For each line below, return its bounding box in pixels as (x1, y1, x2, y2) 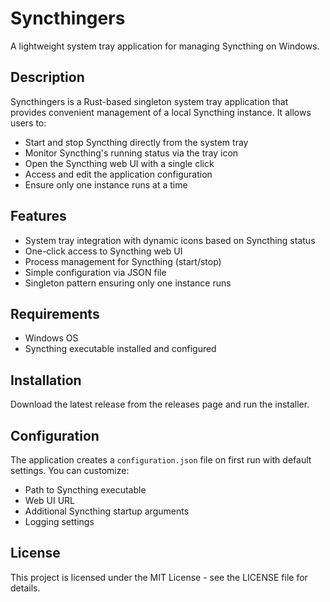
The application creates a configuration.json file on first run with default (10, 454, 312, 466)
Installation (10, 372, 82, 389)
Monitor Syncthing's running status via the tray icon (24, 147, 239, 159)
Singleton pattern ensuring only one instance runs (24, 277, 232, 289)
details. (10, 582, 41, 594)
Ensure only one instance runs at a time (24, 178, 188, 191)
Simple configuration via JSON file (24, 266, 167, 278)
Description (10, 69, 85, 86)
